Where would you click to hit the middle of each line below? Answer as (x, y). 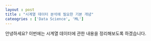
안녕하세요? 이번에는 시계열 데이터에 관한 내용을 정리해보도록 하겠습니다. (76, 34)
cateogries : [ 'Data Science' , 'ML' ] (44, 19)
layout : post (20, 10)
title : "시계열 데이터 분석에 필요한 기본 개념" (49, 14)
